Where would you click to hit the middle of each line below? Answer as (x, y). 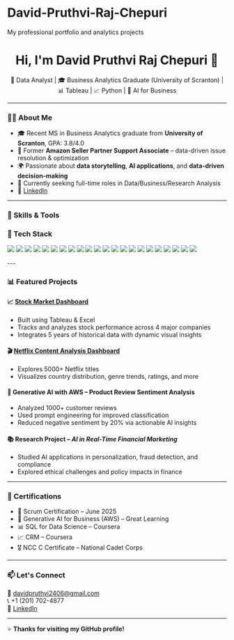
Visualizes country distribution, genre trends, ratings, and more (108, 376)
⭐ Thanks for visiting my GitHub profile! (66, 629)
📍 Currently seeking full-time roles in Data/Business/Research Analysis (119, 183)
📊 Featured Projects (42, 282)
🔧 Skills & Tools (33, 215)
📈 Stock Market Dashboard (48, 302)
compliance (34, 465)
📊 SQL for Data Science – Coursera (69, 526)
